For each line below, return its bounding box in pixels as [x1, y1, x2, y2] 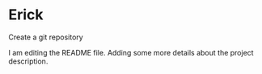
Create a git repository [8, 32, 83, 42]
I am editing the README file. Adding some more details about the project [8, 47, 254, 57]
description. [8, 56, 49, 66]
